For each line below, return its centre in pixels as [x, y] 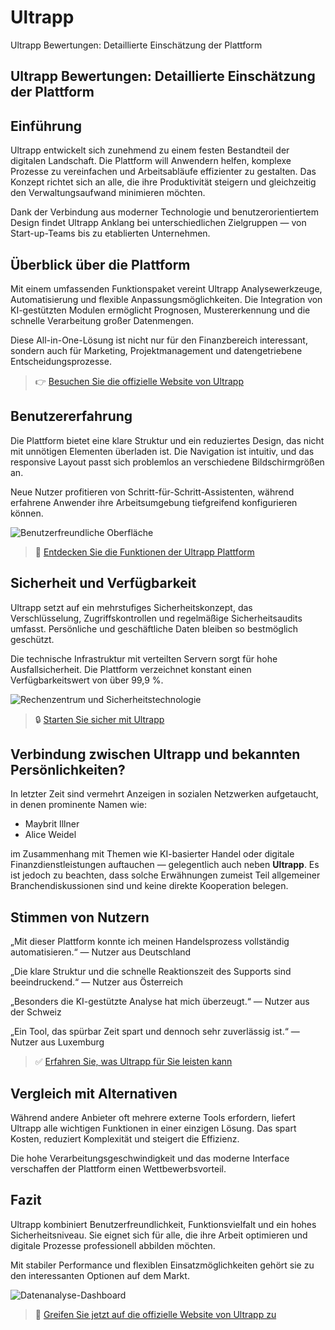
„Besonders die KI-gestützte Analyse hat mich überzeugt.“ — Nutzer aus [160, 1002]
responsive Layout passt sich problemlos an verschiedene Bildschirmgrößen [167, 462]
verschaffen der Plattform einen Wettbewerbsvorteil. [118, 1169]
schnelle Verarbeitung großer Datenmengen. [102, 320]
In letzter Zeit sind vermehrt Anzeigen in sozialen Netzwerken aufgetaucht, [164, 794]
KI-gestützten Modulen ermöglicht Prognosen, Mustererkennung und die [160, 310]
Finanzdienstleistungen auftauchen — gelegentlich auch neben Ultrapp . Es [165, 865]
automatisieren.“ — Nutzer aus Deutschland [101, 952]
